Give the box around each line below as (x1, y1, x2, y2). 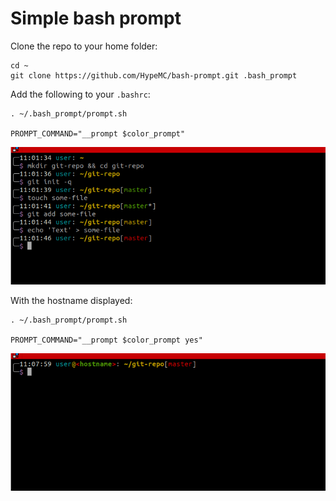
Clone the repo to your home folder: (10, 40, 158, 52)
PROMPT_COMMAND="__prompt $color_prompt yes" (10, 335, 203, 346)
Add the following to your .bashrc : (10, 88, 151, 100)
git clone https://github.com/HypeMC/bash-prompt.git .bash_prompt (10, 70, 298, 81)
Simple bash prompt (10, 7, 182, 30)
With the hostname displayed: (10, 295, 133, 307)
